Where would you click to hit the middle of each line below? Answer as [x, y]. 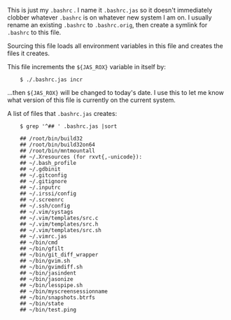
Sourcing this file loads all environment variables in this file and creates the [115, 46]
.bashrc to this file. [34, 32]
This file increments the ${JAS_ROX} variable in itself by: [86, 67]
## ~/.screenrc [42, 200]
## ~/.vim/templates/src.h [59, 224]
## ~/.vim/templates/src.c [59, 218]
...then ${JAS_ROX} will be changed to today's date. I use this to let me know [115, 93]
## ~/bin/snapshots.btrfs [58, 298]
